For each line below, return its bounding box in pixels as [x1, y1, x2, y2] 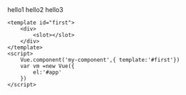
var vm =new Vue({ [20, 62, 75, 69]
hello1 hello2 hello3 [7, 6, 64, 13]
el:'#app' [33, 69, 62, 76]
